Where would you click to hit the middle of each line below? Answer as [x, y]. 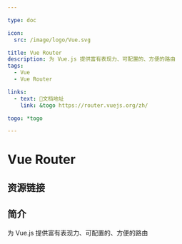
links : [17, 92]
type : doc [22, 20]
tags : [15, 66]
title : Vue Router [35, 53]
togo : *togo [25, 118]
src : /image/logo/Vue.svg [52, 40]
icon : [15, 33]
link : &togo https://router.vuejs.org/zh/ [84, 105]
